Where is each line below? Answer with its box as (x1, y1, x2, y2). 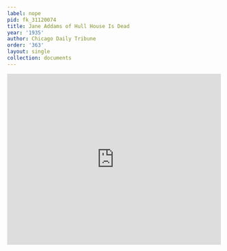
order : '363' (7, 42, 44, 49)
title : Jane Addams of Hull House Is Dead (7, 23, 130, 29)
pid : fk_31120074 (7, 16, 57, 23)
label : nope (7, 10, 41, 17)
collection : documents (7, 55, 72, 62)
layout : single (7, 49, 51, 55)
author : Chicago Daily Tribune (7, 36, 96, 42)
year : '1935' (7, 29, 44, 36)
